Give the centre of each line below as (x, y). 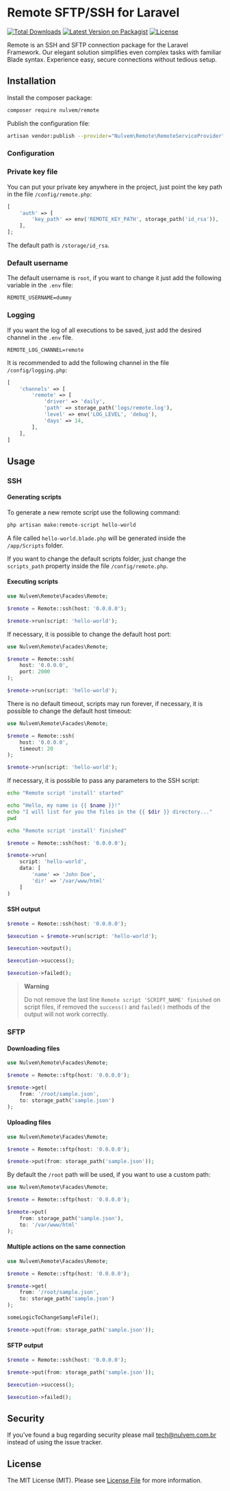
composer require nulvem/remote (53, 110)
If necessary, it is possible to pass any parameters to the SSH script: (103, 781)
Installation (31, 81)
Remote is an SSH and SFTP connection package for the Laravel (98, 45)
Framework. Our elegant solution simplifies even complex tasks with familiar (114, 52)
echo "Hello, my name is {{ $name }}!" (64, 806)
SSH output (24, 909)
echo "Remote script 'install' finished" (67, 831)
